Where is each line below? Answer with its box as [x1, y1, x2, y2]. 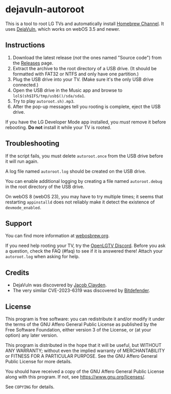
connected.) [12, 81, 39, 88]
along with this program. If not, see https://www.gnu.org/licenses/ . [5, 374, 146, 380]
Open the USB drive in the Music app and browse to [12, 87, 123, 93]
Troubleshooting [5, 139, 60, 148]
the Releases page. [12, 60, 54, 66]
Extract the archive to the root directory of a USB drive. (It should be [12, 65, 157, 71]
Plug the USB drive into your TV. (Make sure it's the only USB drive [12, 76, 154, 82]
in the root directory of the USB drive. [5, 183, 84, 190]
